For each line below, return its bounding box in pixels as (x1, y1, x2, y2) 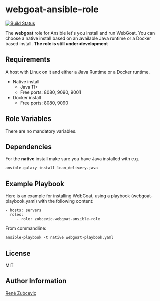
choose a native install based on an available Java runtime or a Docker (5, 35, 151, 41)
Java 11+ (20, 84, 38, 90)
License (5, 249, 31, 258)
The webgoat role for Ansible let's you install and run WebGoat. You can (5, 30, 155, 36)
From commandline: (5, 225, 47, 231)
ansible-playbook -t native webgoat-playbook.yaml (5, 235, 114, 240)
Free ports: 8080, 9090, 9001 (20, 89, 82, 95)
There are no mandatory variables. (5, 128, 77, 134)
